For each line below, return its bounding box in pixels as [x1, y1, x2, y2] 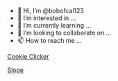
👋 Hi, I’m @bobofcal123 [17, 7, 85, 15]
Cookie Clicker [7, 53, 49, 60]
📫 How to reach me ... [17, 37, 82, 44]
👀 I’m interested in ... [17, 14, 76, 22]
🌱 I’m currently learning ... [17, 21, 92, 29]
